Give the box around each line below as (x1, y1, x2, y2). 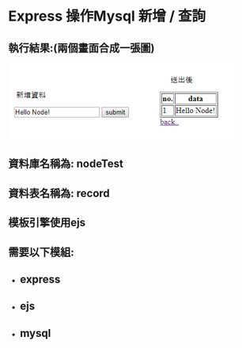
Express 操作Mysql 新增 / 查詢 (8, 7, 206, 25)
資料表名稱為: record (8, 187, 111, 200)
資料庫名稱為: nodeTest (8, 157, 124, 171)
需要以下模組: (8, 245, 75, 259)
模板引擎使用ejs (8, 216, 85, 229)
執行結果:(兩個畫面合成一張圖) (8, 41, 155, 55)
